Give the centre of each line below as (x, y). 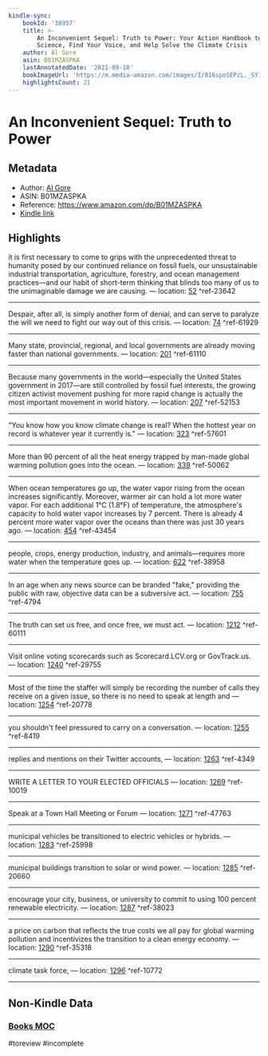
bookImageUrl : (46, 75)
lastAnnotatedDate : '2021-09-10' (78, 68)
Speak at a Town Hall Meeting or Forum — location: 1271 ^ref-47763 (120, 813)
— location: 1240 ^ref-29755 (55, 665)
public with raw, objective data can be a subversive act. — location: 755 (126, 593)
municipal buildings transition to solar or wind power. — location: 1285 (123, 868)
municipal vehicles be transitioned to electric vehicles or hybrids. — (120, 836)
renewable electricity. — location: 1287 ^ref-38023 (91, 908)
